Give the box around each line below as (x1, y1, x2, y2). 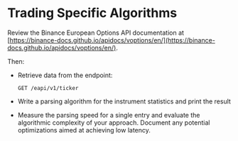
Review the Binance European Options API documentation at (7, 28, 185, 37)
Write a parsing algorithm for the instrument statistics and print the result (17, 97, 231, 106)
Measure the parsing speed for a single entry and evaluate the (17, 111, 200, 119)
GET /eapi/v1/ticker (17, 84, 79, 91)
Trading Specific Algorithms (7, 5, 178, 21)
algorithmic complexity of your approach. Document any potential (17, 118, 210, 127)
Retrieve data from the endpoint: (17, 71, 113, 79)
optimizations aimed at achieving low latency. (17, 125, 151, 134)
